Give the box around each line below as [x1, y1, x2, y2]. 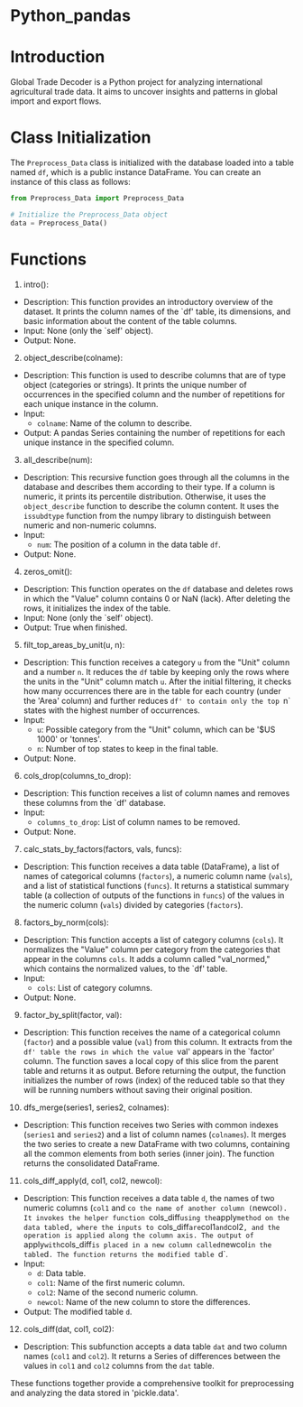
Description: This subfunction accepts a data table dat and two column [23, 1341, 288, 1352]
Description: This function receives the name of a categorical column [23, 1026, 280, 1038]
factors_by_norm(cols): [23, 917, 109, 928]
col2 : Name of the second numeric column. [36, 1287, 198, 1298]
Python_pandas [10, 5, 132, 26]
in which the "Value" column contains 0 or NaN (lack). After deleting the [23, 593, 291, 604]
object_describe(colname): [23, 352, 124, 363]
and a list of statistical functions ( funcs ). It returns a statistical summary [23, 880, 289, 891]
